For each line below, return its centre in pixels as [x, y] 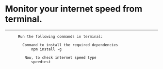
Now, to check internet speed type [60, 57]
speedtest [41, 62]
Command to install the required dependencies [70, 45]
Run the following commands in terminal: [60, 36]
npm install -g [46, 49]
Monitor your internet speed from [74, 9]
